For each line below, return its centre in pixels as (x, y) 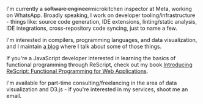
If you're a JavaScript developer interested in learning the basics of (91, 58)
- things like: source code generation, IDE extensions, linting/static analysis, (102, 22)
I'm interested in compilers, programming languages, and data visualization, (102, 40)
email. (14, 96)
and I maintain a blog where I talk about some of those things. (84, 46)
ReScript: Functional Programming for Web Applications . (77, 71)
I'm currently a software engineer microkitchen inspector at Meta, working (99, 9)
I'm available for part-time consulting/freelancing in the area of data (92, 83)
